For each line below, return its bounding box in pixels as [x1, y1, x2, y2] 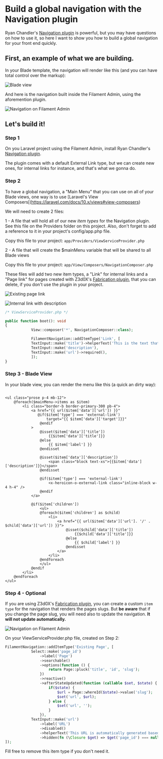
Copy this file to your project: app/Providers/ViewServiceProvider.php [5, 238, 145, 243]
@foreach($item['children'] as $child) [39, 510, 120, 515]
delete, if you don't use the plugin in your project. [5, 281, 103, 287]
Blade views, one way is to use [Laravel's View [5, 194, 98, 200]
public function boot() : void [5, 318, 66, 323]
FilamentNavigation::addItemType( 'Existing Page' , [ [5, 645, 114, 649]
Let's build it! [5, 120, 46, 129]
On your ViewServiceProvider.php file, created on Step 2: [5, 635, 120, 641]
